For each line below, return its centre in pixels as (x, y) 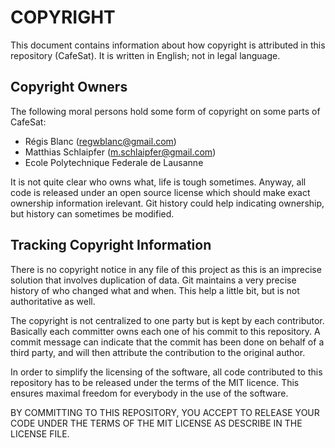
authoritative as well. (53, 301)
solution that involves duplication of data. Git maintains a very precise (153, 280)
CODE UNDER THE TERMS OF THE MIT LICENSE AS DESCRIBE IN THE (156, 423)
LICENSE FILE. (40, 433)
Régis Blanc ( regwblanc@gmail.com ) (100, 141)
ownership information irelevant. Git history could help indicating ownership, (167, 203)
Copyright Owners (69, 87)
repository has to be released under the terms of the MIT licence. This (155, 382)
